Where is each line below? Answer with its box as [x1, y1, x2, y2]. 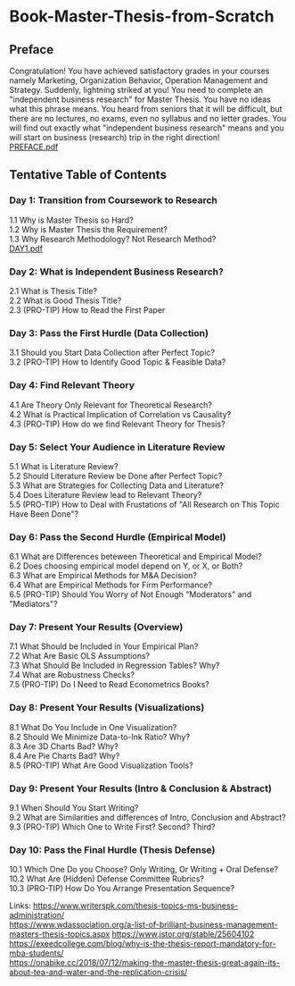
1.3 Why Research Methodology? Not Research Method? [9, 233, 217, 244]
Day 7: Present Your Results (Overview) [9, 621, 184, 634]
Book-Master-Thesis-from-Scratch [9, 6, 275, 27]
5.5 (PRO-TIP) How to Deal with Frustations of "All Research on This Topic [9, 499, 281, 510]
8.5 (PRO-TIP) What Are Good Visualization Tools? [9, 760, 193, 771]
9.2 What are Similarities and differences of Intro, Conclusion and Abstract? [9, 812, 287, 823]
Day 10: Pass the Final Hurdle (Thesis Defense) [9, 843, 216, 855]
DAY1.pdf [9, 243, 43, 254]
